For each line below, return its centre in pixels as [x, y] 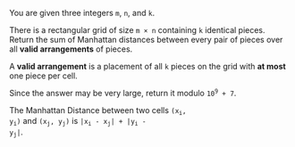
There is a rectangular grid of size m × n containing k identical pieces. [137, 30]
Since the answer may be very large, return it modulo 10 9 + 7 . [123, 93]
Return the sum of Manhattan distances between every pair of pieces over [146, 40]
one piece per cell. [43, 76]
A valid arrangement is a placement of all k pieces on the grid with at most [147, 66]
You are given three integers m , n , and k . [82, 13]
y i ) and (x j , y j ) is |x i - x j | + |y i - [78, 122]
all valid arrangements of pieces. [71, 49]
